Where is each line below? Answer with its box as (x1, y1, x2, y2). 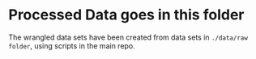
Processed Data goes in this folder (8, 6, 245, 24)
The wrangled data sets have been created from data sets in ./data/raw (8, 32, 249, 42)
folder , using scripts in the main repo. (8, 40, 135, 50)
